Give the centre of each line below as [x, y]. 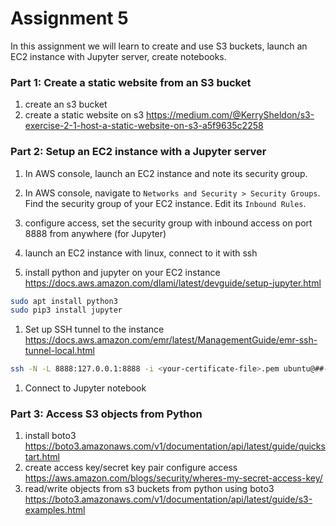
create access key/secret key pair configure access [131, 468]
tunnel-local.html [59, 351]
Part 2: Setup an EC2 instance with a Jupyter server [138, 152]
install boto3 [50, 436]
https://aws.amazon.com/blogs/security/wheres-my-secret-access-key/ [173, 478]
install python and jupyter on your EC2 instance [122, 272]
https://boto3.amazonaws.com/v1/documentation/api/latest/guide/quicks [175, 446]
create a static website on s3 [84, 115]
